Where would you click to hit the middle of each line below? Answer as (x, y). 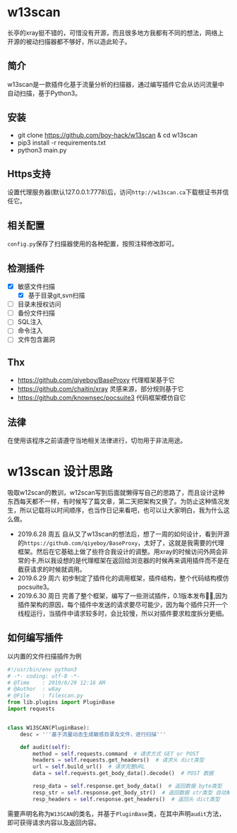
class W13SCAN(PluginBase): (49, 728)
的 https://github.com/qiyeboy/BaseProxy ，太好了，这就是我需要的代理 (121, 543)
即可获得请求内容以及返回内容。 (54, 822)
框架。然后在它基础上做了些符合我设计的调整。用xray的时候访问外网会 (120, 552)
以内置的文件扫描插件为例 (44, 656)
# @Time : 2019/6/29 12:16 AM (56, 683)
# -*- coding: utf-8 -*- (44, 676)
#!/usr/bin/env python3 (42, 669)
